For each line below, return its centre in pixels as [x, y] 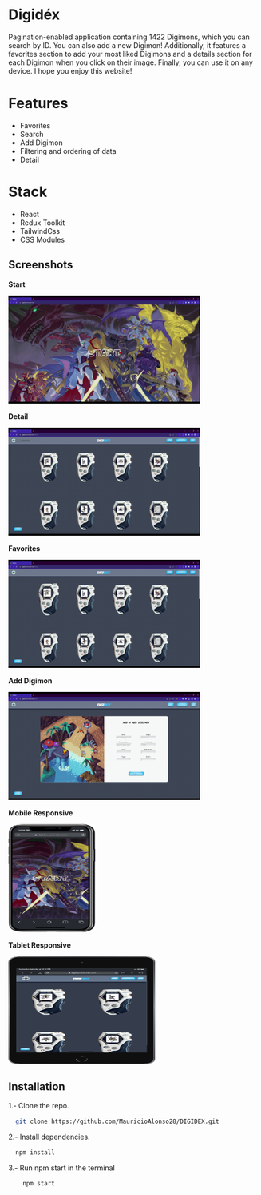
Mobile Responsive [41, 813]
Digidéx [34, 15]
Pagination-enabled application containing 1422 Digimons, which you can [129, 37]
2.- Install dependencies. [49, 1137]
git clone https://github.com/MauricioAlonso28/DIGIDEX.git [117, 1122]
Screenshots [41, 265]
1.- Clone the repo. [39, 1106]
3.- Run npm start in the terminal [62, 1168]
